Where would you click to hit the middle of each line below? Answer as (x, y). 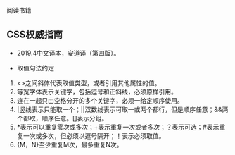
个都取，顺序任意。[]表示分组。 (62, 118)
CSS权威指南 (35, 35)
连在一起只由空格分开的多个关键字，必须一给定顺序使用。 (100, 100)
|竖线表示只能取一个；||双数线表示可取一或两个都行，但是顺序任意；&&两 (122, 109)
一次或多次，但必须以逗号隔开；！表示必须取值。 (94, 135)
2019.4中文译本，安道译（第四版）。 (68, 53)
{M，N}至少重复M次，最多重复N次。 (70, 144)
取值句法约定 (35, 68)
